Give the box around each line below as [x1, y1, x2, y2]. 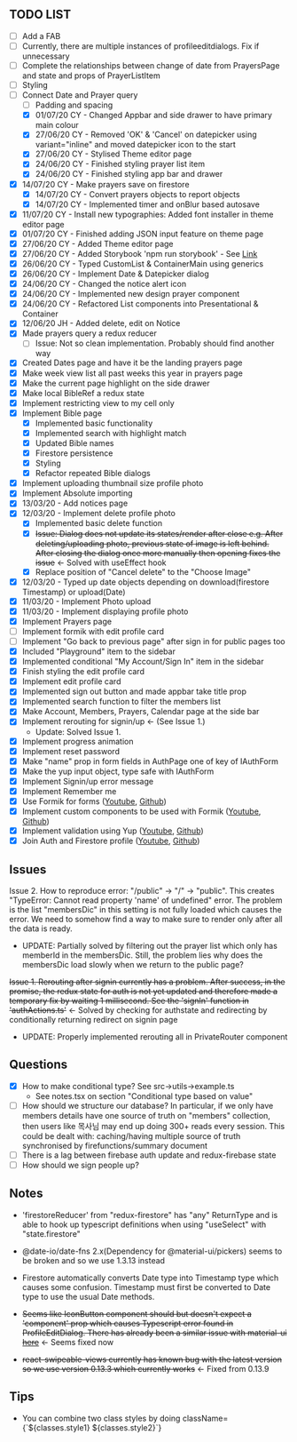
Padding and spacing [35, 100, 113, 110]
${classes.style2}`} [91, 1422, 162, 1433]
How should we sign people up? [21, 1159, 140, 1170]
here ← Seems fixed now [21, 1336, 114, 1347]
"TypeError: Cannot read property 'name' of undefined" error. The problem [9, 895, 283, 905]
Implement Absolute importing [21, 488, 133, 498]
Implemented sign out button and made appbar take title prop [21, 686, 246, 697]
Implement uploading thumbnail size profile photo [21, 478, 204, 489]
